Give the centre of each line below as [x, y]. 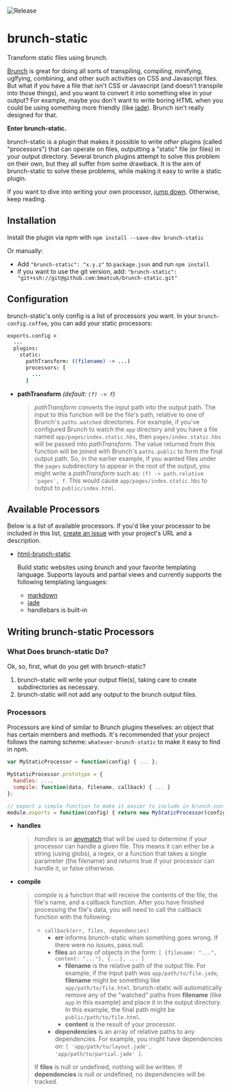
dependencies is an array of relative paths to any [125, 1032]
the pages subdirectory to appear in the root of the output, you [122, 466]
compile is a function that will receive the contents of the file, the [126, 895]
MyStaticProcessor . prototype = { [55, 775]
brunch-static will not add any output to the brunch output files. [107, 695]
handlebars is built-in [57, 610]
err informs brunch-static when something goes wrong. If [136, 937]
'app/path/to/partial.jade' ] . [99, 1054]
